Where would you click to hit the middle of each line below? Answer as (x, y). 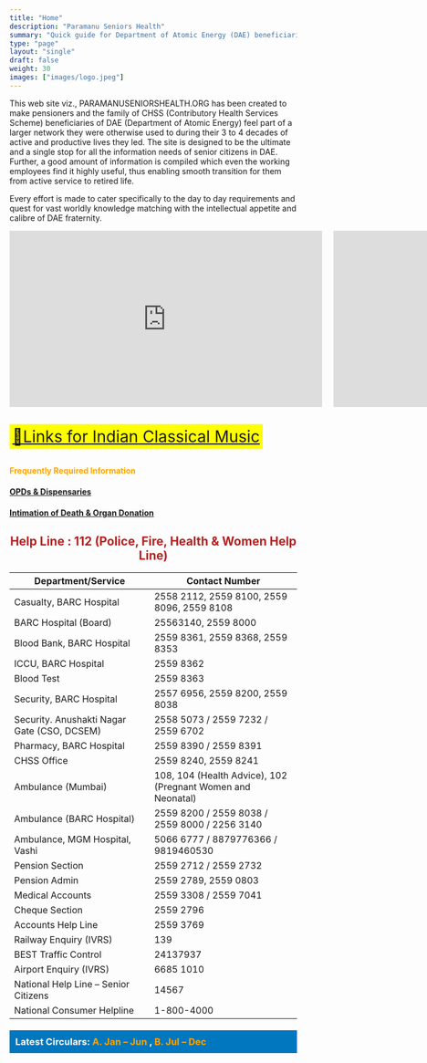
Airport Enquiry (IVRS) (62, 970)
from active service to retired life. (72, 181)
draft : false (34, 60)
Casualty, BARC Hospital (67, 602)
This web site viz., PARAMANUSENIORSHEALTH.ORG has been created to (148, 103)
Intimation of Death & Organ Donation (82, 513)
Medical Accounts (53, 895)
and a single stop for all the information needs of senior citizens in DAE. (144, 151)
